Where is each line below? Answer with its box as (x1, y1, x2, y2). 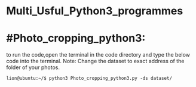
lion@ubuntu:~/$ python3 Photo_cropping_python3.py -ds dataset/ (6, 76, 172, 82)
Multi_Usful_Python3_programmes (6, 4, 183, 18)
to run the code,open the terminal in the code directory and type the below (6, 51, 190, 58)
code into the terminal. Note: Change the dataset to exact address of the (6, 58, 185, 65)
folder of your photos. (6, 64, 60, 71)
